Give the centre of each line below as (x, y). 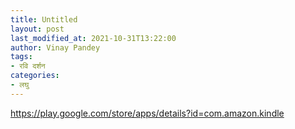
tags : (21, 57)
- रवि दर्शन (28, 66)
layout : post (37, 29)
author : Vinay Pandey (55, 47)
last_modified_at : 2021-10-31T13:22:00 (93, 38)
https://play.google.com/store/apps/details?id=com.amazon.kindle (147, 113)
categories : (35, 76)
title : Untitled (44, 19)
